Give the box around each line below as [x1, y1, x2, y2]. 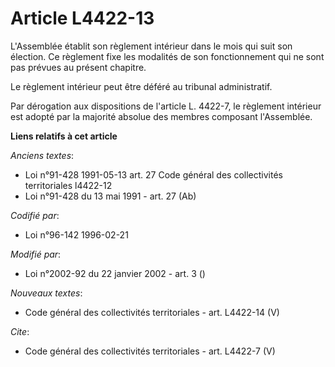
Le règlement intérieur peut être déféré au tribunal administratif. [10, 80, 273, 92]
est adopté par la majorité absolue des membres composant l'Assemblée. [10, 110, 313, 122]
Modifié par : [10, 248, 62, 260]
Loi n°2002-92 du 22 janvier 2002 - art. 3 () [24, 267, 206, 279]
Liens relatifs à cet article [10, 130, 118, 142]
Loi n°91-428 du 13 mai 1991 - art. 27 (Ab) [24, 190, 197, 202]
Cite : [10, 325, 30, 337]
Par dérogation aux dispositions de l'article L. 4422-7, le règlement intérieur [10, 100, 322, 112]
